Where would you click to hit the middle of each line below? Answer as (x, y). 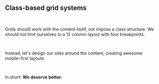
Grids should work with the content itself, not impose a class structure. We (79, 29)
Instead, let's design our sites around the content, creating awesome (74, 53)
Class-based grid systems (46, 8)
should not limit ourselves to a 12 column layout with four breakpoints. (75, 34)
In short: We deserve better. (34, 77)
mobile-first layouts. (25, 58)
